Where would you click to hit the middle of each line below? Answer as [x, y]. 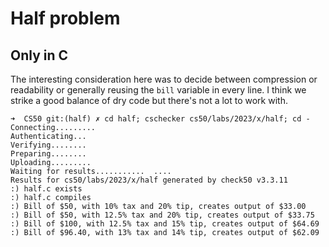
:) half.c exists [46, 189]
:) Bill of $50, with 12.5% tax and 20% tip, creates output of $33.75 [162, 215]
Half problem [65, 18]
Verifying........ [48, 145]
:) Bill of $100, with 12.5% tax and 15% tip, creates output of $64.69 [165, 224]
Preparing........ [48, 154]
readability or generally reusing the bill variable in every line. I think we [158, 90]
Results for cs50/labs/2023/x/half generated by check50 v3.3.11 [149, 180]
